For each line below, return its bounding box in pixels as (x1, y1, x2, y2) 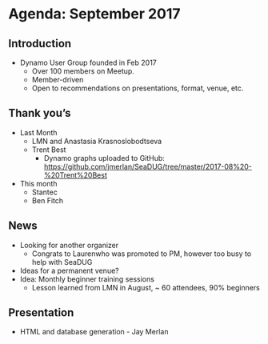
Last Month (19, 127, 58, 137)
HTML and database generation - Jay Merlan (19, 327, 169, 337)
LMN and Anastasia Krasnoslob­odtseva (31, 136, 162, 146)
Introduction (8, 37, 72, 50)
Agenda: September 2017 (8, 5, 182, 23)
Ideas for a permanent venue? (19, 266, 119, 275)
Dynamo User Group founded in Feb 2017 (19, 58, 158, 67)
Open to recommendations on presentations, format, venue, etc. (31, 83, 244, 93)
